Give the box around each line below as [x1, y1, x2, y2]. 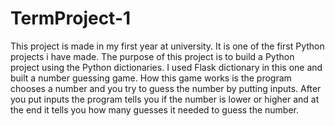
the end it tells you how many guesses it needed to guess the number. [10, 103, 300, 116]
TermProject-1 [10, 7, 132, 30]
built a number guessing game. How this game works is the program [10, 72, 292, 84]
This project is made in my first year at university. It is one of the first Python [10, 40, 325, 52]
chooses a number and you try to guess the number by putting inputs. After [10, 82, 322, 94]
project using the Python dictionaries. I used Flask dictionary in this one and [10, 61, 323, 73]
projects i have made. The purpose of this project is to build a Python [10, 50, 295, 62]
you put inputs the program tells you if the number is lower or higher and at [10, 93, 320, 105]
